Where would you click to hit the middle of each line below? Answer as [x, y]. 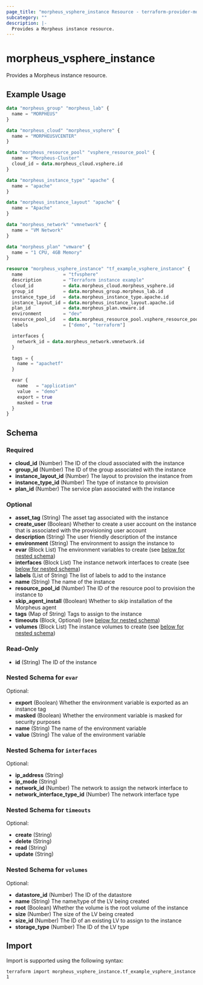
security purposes [38, 722]
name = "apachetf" [40, 364]
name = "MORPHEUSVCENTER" [44, 136]
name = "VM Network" [37, 230]
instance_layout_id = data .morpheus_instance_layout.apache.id [93, 303]
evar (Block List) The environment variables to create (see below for [100, 550]
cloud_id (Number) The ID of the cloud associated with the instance [100, 463]
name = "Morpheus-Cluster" [46, 158]
